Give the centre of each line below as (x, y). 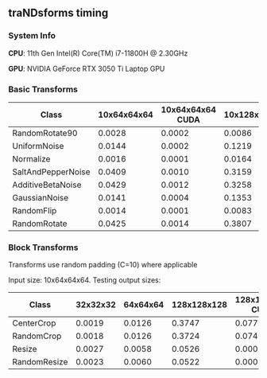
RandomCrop (37, 336)
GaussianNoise (41, 197)
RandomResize (40, 362)
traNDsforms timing (58, 13)
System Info (32, 36)
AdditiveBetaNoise (47, 185)
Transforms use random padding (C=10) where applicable (103, 265)
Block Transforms (43, 247)
